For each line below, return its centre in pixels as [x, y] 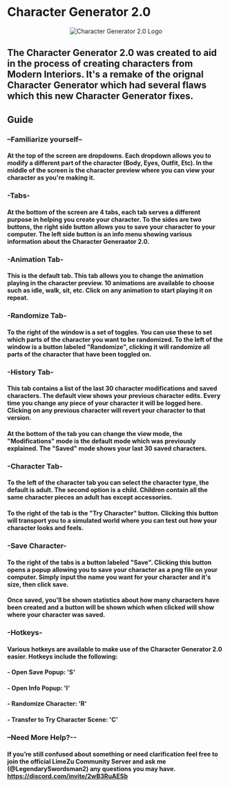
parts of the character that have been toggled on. [79, 354]
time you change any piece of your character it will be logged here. [105, 403]
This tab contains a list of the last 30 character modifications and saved [112, 388]
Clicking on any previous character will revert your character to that [106, 410]
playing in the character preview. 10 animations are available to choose [111, 283]
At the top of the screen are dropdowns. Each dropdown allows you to [109, 155]
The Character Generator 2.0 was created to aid [112, 53]
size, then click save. [38, 584]
